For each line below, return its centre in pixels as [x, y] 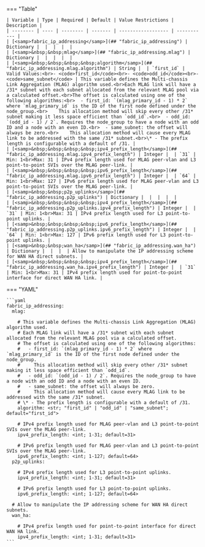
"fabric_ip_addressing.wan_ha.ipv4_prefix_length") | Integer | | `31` [101, 267]
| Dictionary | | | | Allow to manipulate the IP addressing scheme [100, 251]
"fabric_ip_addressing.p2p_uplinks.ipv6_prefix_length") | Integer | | [101, 230]
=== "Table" [22, 9]
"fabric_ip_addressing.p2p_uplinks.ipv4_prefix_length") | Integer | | [101, 208]
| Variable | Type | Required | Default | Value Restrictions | [90, 20]
